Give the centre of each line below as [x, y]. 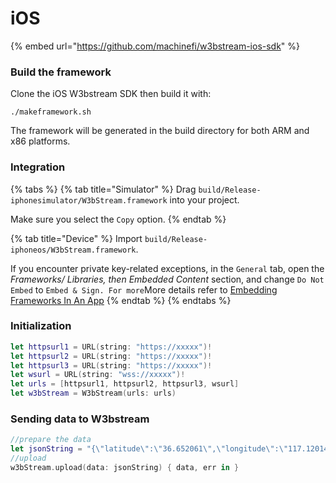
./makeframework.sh [51, 112]
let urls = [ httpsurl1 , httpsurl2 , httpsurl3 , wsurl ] [125, 384]
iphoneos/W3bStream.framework [73, 250]
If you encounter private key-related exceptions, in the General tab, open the [167, 268]
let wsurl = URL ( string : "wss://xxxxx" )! [98, 375]
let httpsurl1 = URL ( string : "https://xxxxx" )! [111, 347]
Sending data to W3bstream [80, 419]
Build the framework [61, 72]
